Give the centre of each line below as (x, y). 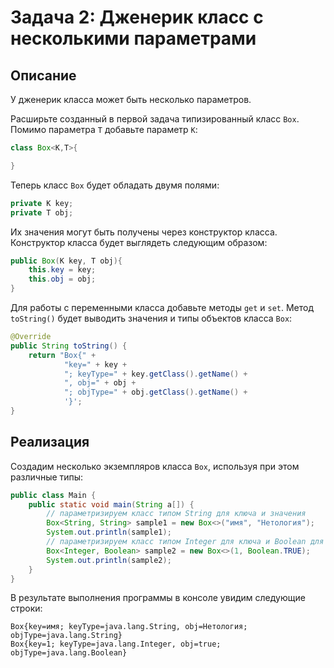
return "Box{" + (62, 355)
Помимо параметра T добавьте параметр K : (104, 129)
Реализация (50, 442)
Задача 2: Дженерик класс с (137, 17)
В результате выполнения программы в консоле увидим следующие (158, 598)
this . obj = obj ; (62, 279)
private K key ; (42, 203)
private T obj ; (42, 212)
